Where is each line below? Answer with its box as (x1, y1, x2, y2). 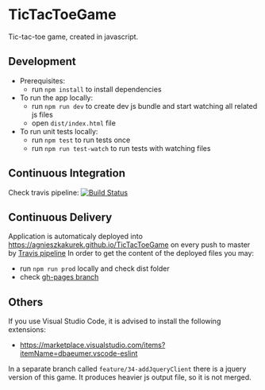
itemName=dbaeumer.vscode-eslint (19, 349, 138, 358)
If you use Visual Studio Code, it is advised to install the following (8, 316, 221, 326)
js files (31, 110, 53, 119)
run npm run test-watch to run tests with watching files (31, 143, 211, 153)
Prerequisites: (19, 75, 66, 85)
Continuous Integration (8, 167, 125, 180)
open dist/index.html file (31, 118, 117, 128)
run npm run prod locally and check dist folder (19, 264, 170, 273)
